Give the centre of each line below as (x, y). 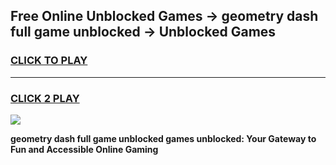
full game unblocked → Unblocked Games (143, 32)
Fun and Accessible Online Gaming (84, 149)
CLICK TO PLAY (49, 61)
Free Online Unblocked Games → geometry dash (164, 16)
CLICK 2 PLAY (45, 98)
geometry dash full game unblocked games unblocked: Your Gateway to (163, 138)
